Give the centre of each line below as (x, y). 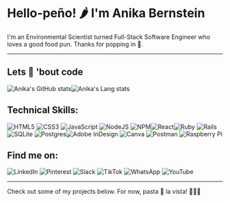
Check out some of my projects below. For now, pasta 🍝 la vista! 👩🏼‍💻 (104, 192)
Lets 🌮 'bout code (45, 72)
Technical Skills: (43, 110)
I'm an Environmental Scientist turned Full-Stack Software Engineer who (109, 37)
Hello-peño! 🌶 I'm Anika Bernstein (106, 13)
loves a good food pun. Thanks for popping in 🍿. (75, 44)
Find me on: (33, 155)
